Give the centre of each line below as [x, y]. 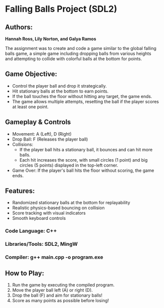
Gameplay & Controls [38, 122]
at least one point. [30, 107]
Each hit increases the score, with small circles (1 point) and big [83, 160]
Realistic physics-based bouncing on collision [58, 208]
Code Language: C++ [31, 231]
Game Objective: [31, 74]
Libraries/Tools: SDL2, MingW [42, 244]
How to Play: [25, 273]
